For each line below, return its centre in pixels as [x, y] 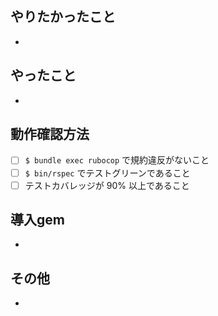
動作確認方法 [50, 134]
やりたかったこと [63, 17]
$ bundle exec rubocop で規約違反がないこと [117, 160]
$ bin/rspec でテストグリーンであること [107, 173]
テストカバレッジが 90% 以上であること [107, 185]
